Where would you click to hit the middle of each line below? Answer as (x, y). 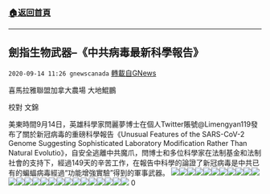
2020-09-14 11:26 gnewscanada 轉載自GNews (82, 73)
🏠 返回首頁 (30, 12)
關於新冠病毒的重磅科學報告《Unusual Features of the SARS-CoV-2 (133, 135)
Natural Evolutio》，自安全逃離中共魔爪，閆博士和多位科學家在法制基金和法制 (135, 153)
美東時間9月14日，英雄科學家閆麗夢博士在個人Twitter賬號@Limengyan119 (130, 124)
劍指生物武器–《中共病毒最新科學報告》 (106, 53)
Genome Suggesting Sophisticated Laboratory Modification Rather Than (128, 143)
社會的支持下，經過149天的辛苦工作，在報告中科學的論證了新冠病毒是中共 (131, 163)
